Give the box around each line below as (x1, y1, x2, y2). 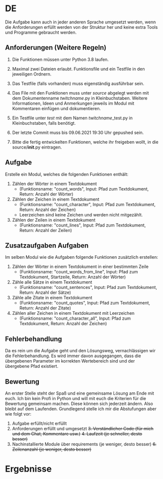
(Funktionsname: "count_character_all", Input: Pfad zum (19, 315, 131, 322)
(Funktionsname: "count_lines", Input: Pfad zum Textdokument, (19, 222, 146, 228)
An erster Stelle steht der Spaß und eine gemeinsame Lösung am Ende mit (5, 390, 154, 396)
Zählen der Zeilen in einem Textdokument (12, 217, 96, 223)
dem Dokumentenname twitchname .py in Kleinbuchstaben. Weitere (12, 95, 147, 101)
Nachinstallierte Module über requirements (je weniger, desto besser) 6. (12, 441, 157, 447)
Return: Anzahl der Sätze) (19, 289, 72, 295)
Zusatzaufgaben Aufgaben (5, 241, 89, 249)
